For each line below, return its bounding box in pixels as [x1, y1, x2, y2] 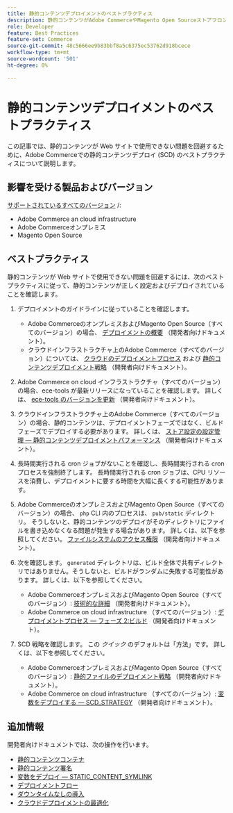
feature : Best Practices [7, 29, 79, 37]
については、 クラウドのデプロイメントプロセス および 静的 [46, 354, 215, 363]
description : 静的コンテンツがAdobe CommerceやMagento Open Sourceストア [7, 17, 213, 24]
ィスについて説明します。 [7, 159, 80, 167]
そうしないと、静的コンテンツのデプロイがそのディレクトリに [31, 518, 207, 526]
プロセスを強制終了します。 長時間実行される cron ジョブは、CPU [17, 468, 206, 477]
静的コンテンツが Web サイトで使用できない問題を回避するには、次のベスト [7, 272, 224, 281]
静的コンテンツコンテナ [17, 755, 85, 763]
